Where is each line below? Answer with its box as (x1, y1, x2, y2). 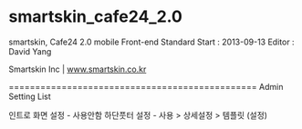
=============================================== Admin (8, 81, 284, 92)
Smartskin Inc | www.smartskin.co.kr (8, 64, 147, 74)
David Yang (8, 45, 52, 56)
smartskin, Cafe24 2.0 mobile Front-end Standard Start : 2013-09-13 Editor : (8, 36, 295, 47)
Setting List (8, 91, 51, 102)
